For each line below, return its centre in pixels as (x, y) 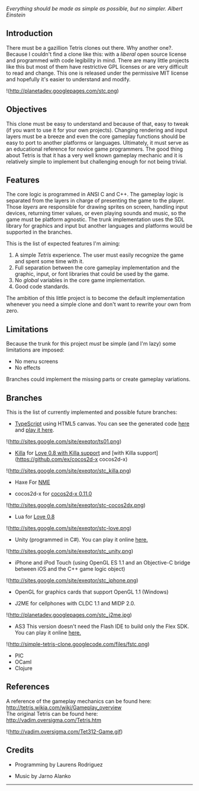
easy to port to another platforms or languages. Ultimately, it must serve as (97, 142)
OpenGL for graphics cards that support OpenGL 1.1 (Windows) (92, 592)
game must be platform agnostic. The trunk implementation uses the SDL (95, 219)
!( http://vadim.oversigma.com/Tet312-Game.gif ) (65, 731)
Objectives (27, 109)
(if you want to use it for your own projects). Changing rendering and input (97, 130)
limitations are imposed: (35, 350)
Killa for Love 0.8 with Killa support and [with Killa (75, 453)
